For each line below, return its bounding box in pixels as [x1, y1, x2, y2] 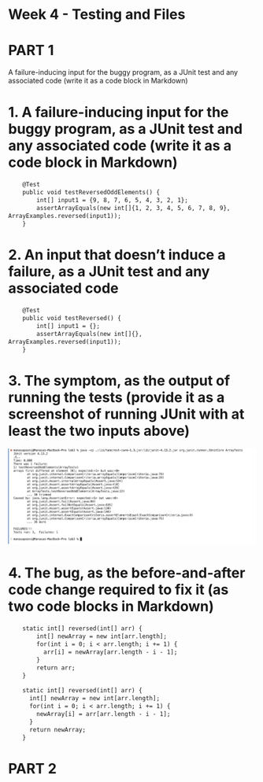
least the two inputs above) [8, 422, 191, 440]
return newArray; [28, 725, 87, 733]
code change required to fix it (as [8, 581, 229, 599]
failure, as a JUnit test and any [8, 263, 210, 281]
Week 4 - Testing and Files [8, 6, 186, 24]
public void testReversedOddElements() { [22, 189, 160, 197]
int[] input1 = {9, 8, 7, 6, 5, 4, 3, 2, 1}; [36, 197, 189, 205]
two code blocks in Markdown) [8, 598, 214, 615]
